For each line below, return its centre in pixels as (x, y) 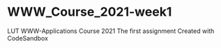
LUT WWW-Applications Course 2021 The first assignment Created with (111, 31)
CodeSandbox (28, 38)
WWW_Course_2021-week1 (90, 12)
